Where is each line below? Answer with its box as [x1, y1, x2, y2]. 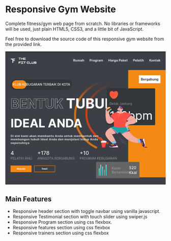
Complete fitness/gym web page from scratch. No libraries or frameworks [5, 20, 160, 27]
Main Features [5, 195, 52, 203]
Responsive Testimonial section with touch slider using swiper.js [12, 213, 148, 220]
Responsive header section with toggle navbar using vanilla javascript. [12, 208, 160, 214]
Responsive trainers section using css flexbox [12, 230, 109, 236]
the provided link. [5, 41, 42, 47]
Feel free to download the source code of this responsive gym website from [5, 36, 164, 42]
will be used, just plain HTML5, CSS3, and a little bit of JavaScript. [5, 26, 144, 32]
